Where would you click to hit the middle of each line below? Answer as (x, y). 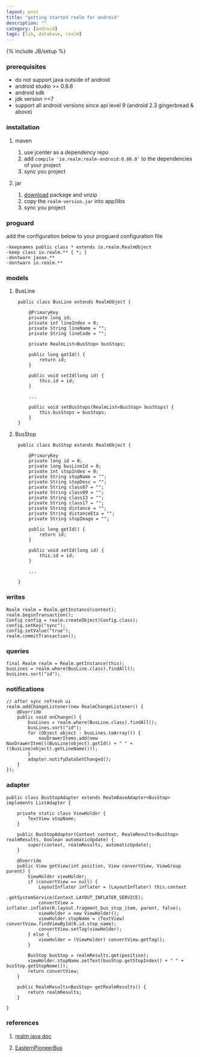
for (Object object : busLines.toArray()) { (84, 733)
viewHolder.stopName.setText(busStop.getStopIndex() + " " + (106, 960)
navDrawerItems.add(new (68, 738)
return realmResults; (55, 992)
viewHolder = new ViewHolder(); (79, 913)
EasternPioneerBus (39, 1047)
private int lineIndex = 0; (64, 323)
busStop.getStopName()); (37, 966)
